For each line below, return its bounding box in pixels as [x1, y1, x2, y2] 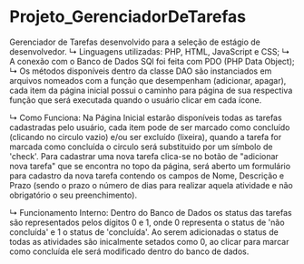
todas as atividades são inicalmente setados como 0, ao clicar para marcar [9, 236, 289, 247]
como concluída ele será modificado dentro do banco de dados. [9, 246, 250, 257]
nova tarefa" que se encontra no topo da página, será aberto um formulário [9, 160, 291, 171]
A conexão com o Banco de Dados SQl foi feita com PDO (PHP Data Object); [9, 56, 295, 66]
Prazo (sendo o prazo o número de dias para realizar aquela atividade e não [9, 179, 293, 190]
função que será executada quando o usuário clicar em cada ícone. [9, 94, 262, 106]
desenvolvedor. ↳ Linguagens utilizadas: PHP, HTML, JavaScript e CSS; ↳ [9, 46, 290, 56]
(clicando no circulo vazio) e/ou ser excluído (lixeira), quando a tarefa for [9, 131, 282, 142]
